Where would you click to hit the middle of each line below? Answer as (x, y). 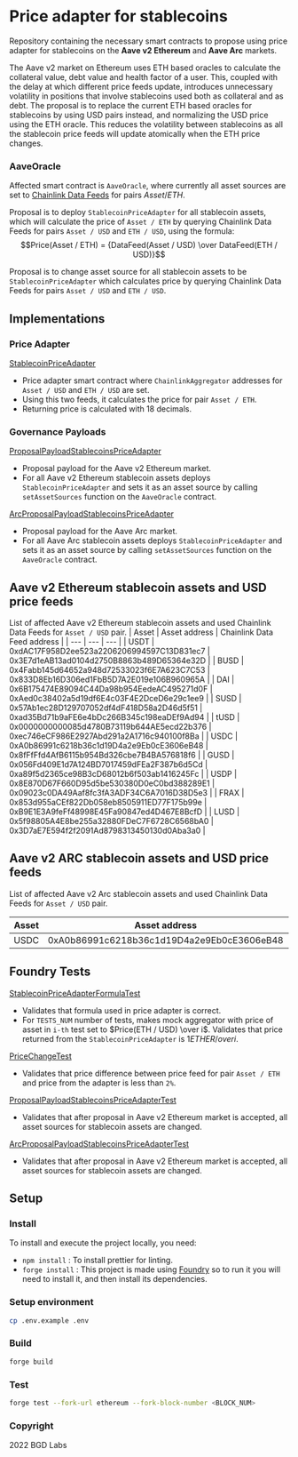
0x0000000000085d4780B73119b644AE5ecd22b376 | (110, 727)
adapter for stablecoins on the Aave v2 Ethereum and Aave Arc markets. (143, 50)
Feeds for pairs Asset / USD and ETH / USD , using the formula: (122, 231)
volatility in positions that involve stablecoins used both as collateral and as (146, 96)
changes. (26, 143)
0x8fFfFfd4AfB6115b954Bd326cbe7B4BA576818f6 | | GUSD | (122, 755)
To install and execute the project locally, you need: (103, 1243)
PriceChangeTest (41, 1056)
